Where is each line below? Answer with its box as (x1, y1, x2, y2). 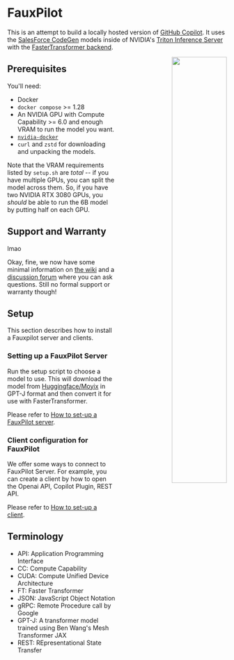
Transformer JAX (17, 631, 68, 639)
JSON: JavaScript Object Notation (17, 594, 116, 602)
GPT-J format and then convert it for (7, 389, 111, 398)
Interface (17, 557, 44, 565)
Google (17, 608, 39, 617)
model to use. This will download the (7, 374, 113, 382)
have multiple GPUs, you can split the (7, 175, 115, 184)
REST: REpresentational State (17, 638, 102, 647)
